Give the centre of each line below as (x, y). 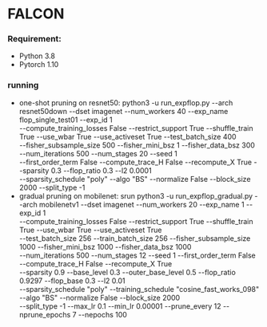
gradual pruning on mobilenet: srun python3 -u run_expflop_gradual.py (136, 195)
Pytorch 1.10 (39, 65)
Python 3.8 (37, 56)
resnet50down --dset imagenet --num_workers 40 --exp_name (124, 111)
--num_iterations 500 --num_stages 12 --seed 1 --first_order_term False (137, 255)
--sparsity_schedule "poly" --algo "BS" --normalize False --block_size (135, 179)
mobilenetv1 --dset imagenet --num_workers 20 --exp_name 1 (141, 204)
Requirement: (34, 39)
